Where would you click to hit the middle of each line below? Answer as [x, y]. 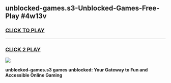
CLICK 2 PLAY [23, 49]
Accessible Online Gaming [34, 75]
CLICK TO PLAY [25, 31]
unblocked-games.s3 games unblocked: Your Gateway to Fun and [77, 69]
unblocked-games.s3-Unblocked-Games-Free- [82, 8]
